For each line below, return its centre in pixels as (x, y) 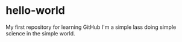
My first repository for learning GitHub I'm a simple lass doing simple (91, 27)
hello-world (36, 10)
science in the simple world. (41, 33)
